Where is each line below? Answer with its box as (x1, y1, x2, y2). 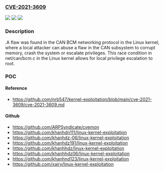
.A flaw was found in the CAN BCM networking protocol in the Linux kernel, (5, 39, 160, 45)
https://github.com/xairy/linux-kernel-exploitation (12, 161, 114, 167)
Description (5, 28, 34, 35)
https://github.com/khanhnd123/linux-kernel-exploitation (12, 156, 129, 162)
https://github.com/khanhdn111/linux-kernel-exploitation (12, 129, 127, 135)
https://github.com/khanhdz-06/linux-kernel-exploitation (12, 135, 130, 141)
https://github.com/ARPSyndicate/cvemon (12, 124, 100, 130)
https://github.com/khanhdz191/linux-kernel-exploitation (12, 140, 128, 146)
